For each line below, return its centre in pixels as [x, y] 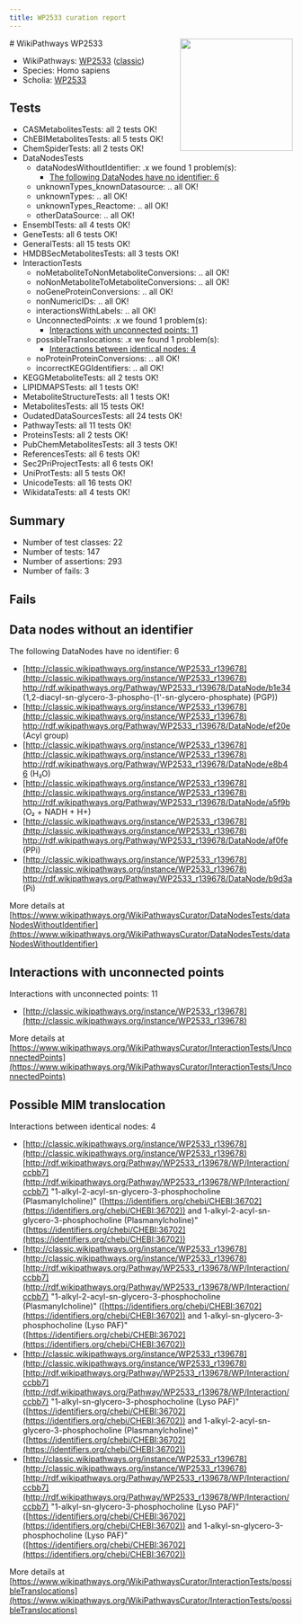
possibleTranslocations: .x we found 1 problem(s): [128, 340]
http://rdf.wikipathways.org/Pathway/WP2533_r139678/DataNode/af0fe [155, 840]
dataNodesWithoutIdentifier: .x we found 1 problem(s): [136, 168]
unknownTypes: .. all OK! [81, 196]
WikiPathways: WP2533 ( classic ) [84, 60]
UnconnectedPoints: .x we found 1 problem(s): [122, 321]
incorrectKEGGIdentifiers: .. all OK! [100, 368]
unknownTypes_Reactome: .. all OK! [102, 206]
